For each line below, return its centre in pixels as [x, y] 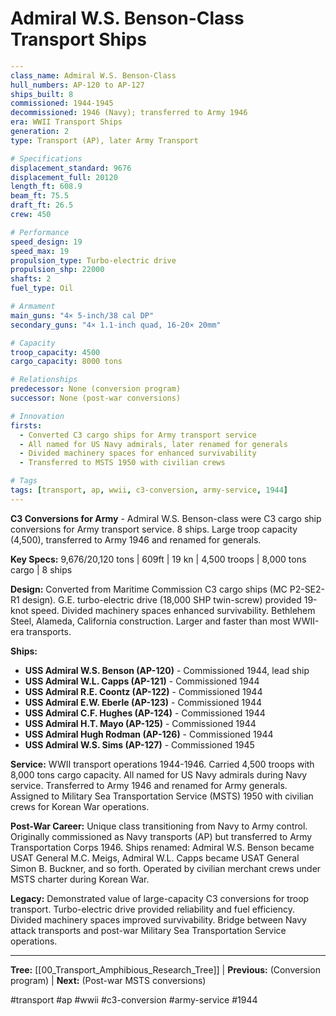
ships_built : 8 [42, 94]
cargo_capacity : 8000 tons [66, 362]
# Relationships [44, 380]
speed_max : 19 [40, 251]
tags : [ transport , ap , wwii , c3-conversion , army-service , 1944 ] [149, 490]
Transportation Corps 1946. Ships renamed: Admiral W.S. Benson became [162, 847]
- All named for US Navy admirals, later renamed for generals [153, 444]
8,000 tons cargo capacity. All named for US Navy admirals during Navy [159, 774]
